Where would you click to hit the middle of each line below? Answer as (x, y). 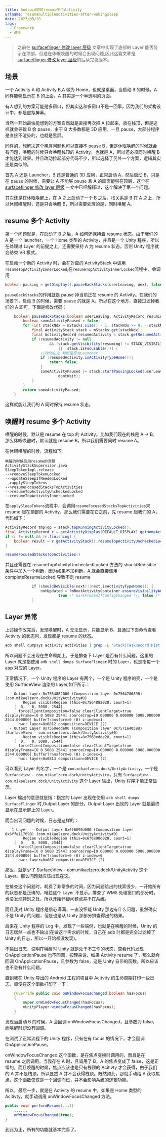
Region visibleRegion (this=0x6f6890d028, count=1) (77, 838)
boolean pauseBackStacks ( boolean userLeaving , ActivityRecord (79, 316)
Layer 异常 (21, 617)
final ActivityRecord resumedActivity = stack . (82, 335)
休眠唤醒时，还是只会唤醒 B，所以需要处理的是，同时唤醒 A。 (72, 204)
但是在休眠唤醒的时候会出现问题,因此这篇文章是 (87, 53)
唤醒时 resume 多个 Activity (48, 421)
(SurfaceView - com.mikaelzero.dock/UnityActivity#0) (62, 733)
